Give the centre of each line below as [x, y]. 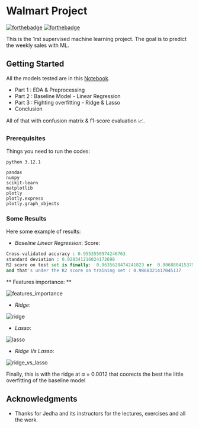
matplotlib [20, 188]
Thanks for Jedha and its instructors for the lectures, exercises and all [100, 413]
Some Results [26, 218]
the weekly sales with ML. [38, 45]
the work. [26, 420]
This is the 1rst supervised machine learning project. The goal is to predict [97, 39]
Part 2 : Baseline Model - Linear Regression [68, 96]
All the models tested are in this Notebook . [58, 78]
